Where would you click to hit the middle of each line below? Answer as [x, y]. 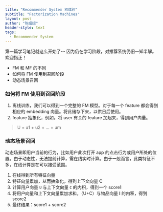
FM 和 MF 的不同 [29, 68]
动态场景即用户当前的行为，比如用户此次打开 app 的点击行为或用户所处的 [79, 152]
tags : [11, 32]
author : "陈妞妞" [22, 23]
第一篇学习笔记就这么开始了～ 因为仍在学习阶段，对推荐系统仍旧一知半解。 [81, 51]
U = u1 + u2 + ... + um [39, 127]
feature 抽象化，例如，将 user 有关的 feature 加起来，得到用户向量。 [81, 118]
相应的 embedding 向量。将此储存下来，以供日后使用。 [68, 112]
